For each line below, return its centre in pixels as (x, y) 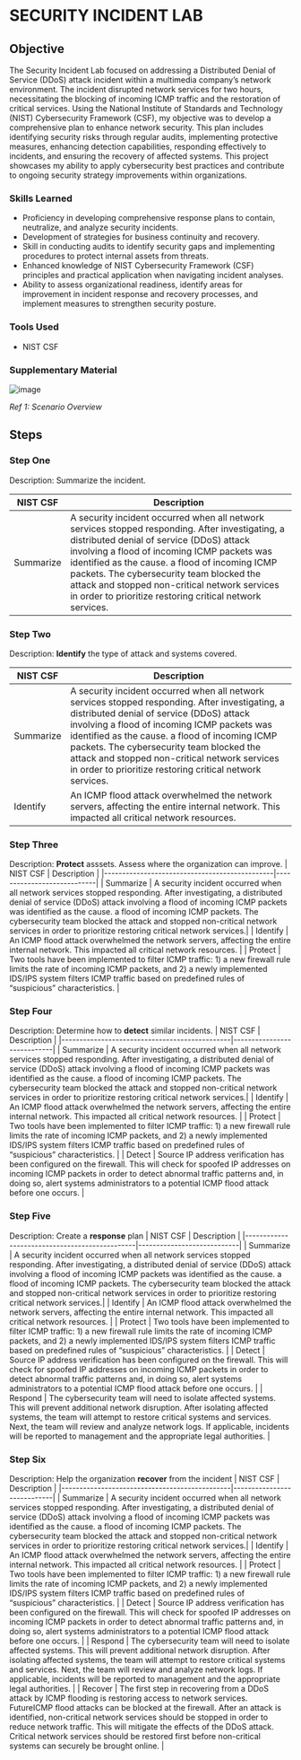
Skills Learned (41, 198)
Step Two (30, 634)
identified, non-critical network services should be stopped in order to (139, 1717)
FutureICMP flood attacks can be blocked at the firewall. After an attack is (146, 1708)
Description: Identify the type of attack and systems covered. (123, 653)
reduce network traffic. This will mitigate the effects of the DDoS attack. (142, 1727)
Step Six (28, 1459)
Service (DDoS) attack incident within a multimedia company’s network (140, 80)
